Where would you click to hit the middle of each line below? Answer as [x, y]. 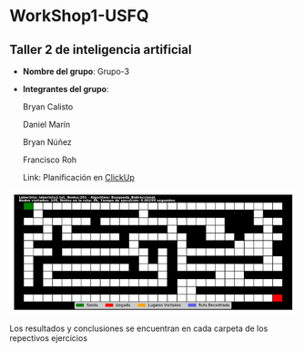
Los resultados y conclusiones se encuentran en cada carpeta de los [139, 328]
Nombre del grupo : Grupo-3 [76, 71]
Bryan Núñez [47, 142]
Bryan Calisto [48, 107]
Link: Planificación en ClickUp [78, 177]
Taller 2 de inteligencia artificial [101, 50]
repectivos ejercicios [49, 338]
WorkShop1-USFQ [79, 16]
